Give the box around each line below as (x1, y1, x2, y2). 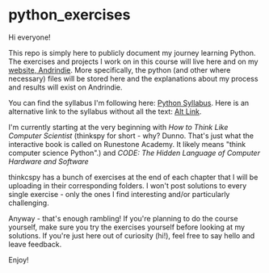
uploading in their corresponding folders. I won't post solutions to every (8, 180, 247, 191)
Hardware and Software (8, 156, 89, 166)
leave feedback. (8, 239, 62, 249)
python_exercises (8, 6, 131, 24)
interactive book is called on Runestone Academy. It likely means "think (8, 139, 246, 149)
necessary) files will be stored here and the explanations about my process (8, 73, 258, 83)
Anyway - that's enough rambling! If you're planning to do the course (8, 213, 238, 223)
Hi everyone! (8, 32, 51, 42)
